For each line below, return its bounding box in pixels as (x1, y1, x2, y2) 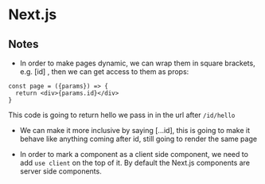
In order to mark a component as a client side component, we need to (19, 150, 249, 159)
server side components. (19, 166, 102, 176)
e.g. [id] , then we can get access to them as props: (19, 67, 189, 76)
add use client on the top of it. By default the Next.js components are (19, 158, 251, 167)
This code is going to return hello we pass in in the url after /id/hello (8, 110, 236, 119)
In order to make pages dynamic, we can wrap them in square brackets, (19, 58, 256, 68)
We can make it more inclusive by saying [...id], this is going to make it (19, 126, 251, 135)
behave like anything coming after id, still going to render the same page (19, 134, 257, 143)
